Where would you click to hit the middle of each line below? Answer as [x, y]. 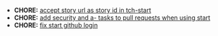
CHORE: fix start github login [56, 25]
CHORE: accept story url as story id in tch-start [82, 10]
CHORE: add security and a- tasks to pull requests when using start [112, 18]
